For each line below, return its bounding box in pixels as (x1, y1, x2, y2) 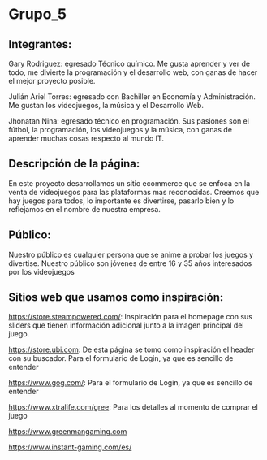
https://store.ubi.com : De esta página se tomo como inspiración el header (8, 345, 255, 354)
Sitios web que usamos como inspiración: (8, 290, 224, 305)
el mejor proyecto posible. (8, 76, 96, 85)
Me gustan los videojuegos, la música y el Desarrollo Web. (8, 101, 205, 110)
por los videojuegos (8, 267, 75, 276)
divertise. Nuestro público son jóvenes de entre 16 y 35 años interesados (8, 258, 252, 268)
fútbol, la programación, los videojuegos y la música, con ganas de (8, 125, 233, 134)
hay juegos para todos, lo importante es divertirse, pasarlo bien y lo (8, 196, 235, 206)
